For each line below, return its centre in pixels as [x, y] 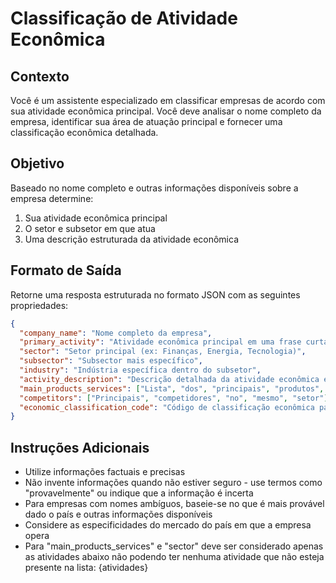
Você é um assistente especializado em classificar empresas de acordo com [168, 100]
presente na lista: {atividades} [86, 568]
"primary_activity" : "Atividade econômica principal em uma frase [160, 342]
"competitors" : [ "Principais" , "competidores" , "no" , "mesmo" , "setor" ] [174, 398]
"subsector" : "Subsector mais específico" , [111, 361]
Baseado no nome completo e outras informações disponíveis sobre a [154, 188]
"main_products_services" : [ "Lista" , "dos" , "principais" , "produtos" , [172, 388]
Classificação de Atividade [124, 18]
